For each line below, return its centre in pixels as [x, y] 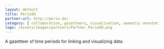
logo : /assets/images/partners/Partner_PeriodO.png [59, 28]
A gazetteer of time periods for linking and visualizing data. [64, 41]
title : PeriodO [20, 14]
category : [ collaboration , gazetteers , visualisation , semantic [73, 23]
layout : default [21, 9]
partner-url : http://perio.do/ [37, 18]
